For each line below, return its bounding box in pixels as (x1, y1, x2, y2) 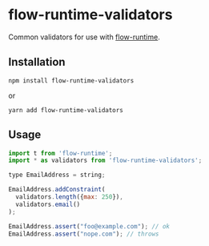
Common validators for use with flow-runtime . (8, 32, 160, 42)
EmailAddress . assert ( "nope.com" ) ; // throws (8, 230, 159, 238)
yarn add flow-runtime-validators (8, 106, 124, 114)
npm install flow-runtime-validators (8, 76, 135, 85)
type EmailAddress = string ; (8, 171, 106, 179)
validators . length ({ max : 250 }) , (15, 193, 124, 201)
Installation (8, 55, 66, 69)
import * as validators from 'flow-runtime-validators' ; (8, 156, 203, 165)
